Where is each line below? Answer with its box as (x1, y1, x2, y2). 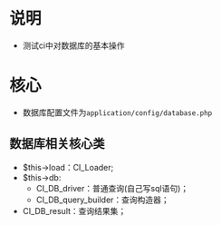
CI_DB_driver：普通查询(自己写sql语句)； (35, 182, 189, 193)
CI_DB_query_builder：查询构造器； (35, 194, 169, 205)
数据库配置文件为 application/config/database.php (22, 106, 213, 118)
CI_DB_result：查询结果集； (22, 205, 127, 216)
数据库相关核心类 (9, 136, 105, 152)
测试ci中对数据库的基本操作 (22, 40, 125, 51)
